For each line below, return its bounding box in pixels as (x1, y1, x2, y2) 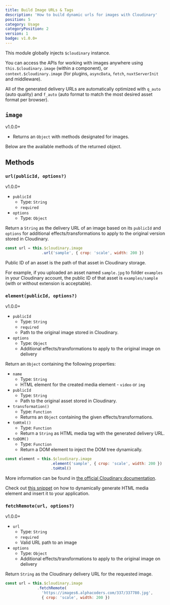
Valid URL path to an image (20, 539, 77, 545)
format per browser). (5, 96, 49, 102)
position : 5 (5, 17, 30, 22)
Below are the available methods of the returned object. (5, 143, 122, 149)
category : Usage (5, 21, 40, 27)
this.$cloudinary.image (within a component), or (5, 65, 108, 71)
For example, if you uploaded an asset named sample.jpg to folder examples (5, 269, 163, 276)
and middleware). (5, 76, 42, 82)
